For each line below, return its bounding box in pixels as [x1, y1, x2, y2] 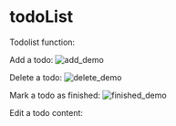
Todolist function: [9, 37, 76, 47]
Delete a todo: [9, 71, 62, 83]
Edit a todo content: [9, 107, 84, 118]
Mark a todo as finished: [9, 89, 101, 100]
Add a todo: [9, 54, 54, 65]
